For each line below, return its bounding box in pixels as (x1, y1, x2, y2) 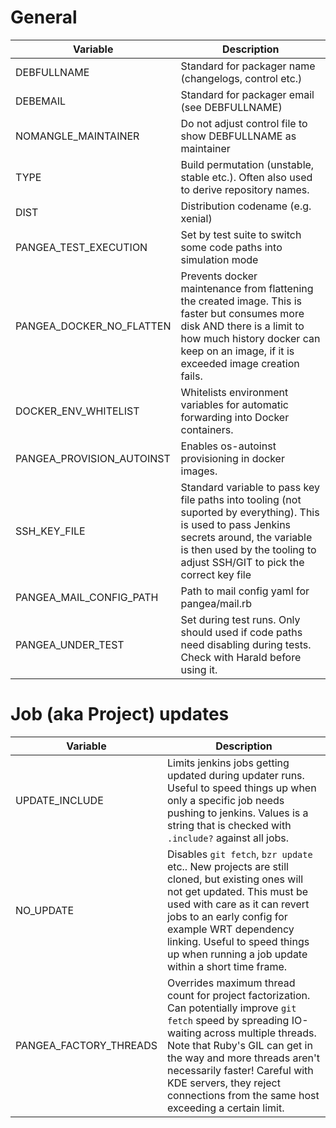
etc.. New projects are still (166, 859, 289, 873)
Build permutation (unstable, (180, 157, 315, 171)
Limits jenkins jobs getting (166, 756, 290, 770)
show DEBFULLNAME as (180, 129, 297, 143)
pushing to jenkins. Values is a (166, 806, 309, 820)
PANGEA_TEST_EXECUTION (15, 240, 148, 254)
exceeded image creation (180, 356, 300, 370)
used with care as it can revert (166, 897, 310, 911)
